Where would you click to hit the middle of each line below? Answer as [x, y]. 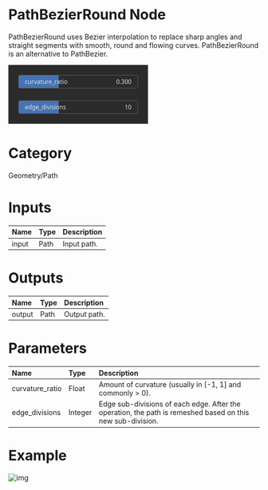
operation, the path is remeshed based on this [174, 413]
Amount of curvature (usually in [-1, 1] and [170, 384]
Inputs [30, 208]
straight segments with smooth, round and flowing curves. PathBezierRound [134, 45]
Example [37, 455]
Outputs [36, 278]
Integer [80, 413]
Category [40, 154]
